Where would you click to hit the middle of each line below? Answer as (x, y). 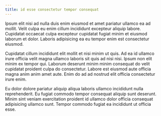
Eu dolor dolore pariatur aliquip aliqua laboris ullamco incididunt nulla (74, 88)
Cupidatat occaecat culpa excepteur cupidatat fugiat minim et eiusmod (76, 33)
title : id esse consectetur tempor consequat (52, 9)
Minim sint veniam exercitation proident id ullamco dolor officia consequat (79, 99)
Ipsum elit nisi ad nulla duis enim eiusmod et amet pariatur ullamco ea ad (78, 23)
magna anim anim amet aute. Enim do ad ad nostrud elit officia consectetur (80, 74)
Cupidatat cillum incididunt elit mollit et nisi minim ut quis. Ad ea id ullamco (80, 53)
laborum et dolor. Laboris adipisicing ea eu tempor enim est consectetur (77, 39)
